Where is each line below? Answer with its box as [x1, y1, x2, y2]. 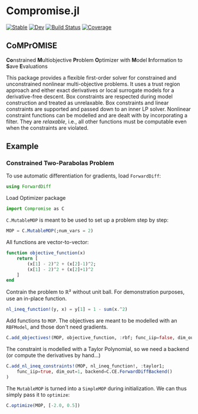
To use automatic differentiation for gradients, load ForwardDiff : [6, 172, 161, 179]
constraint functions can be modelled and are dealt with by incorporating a [6, 111, 187, 119]
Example [6, 142, 39, 152]
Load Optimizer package [6, 195, 66, 202]
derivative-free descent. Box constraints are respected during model [6, 93, 173, 100]
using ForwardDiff [6, 184, 51, 190]
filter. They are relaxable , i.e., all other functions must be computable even [6, 118, 187, 125]
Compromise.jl [6, 4, 80, 18]
